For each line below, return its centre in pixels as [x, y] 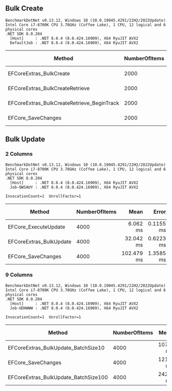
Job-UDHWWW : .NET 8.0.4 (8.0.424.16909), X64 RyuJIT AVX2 [74, 308]
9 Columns [19, 275]
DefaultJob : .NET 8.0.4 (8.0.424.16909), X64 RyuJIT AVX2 [74, 43]
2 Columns [19, 154]
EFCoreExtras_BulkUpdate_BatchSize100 [58, 377]
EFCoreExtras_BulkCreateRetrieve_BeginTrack [63, 103]
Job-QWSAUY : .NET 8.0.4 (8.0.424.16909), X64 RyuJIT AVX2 [74, 187]
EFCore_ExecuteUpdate [37, 227]
